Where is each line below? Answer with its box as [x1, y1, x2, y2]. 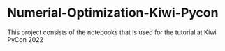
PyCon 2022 [7, 35, 44, 43]
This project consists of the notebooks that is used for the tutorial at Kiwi [7, 28, 217, 36]
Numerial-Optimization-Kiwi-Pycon [7, 5, 219, 21]
